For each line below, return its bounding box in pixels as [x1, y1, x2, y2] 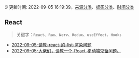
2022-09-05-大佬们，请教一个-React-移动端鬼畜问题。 [11, 47, 122, 54]
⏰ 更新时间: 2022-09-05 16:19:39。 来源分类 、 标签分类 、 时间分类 [4, 4, 134, 10]
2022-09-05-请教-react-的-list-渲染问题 [11, 42, 92, 47]
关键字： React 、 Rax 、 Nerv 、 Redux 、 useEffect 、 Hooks [16, 32, 122, 37]
